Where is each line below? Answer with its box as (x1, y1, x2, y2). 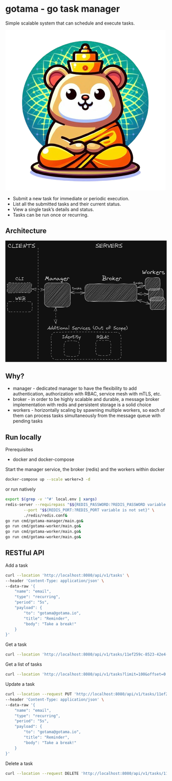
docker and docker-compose (12, 456, 74, 462)
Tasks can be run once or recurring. (12, 212, 89, 218)
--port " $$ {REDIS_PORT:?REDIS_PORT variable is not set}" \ (24, 508, 155, 513)
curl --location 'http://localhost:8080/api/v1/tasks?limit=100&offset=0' (5, 672, 168, 677)
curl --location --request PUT (5, 692, 72, 697)
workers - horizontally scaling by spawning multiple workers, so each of (12, 407, 165, 413)
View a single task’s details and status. (12, 206, 94, 213)
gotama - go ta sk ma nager (5, 3, 120, 15)
